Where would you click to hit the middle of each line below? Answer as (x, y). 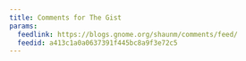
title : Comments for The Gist (66, 17)
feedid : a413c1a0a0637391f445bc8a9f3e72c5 (98, 43)
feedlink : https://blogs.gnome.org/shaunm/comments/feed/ (128, 34)
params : (24, 26)
